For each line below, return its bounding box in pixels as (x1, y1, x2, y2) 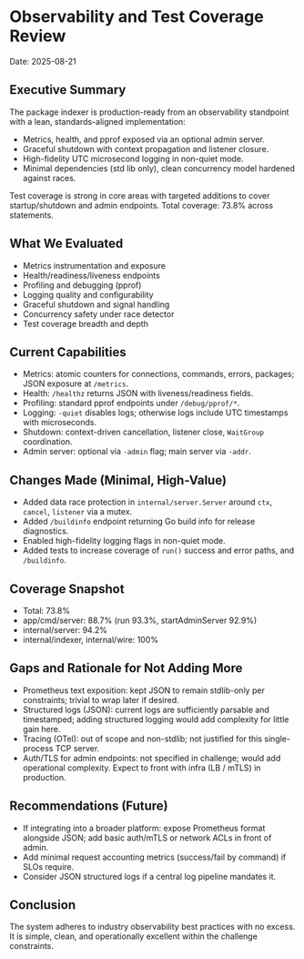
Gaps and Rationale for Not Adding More (9, 660, 243, 676)
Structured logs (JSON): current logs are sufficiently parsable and (22, 704, 270, 715)
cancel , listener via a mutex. (22, 506, 133, 517)
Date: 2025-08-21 (9, 56, 76, 66)
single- (263, 733, 291, 744)
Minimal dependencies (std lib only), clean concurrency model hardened (22, 162, 296, 174)
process (22, 742, 54, 753)
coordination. (22, 436, 73, 447)
